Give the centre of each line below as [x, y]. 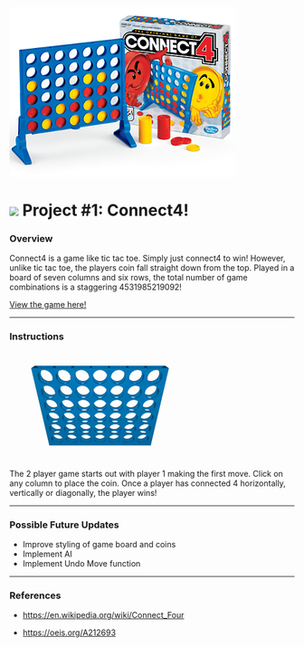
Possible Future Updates [64, 525]
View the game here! [48, 305]
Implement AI [47, 554]
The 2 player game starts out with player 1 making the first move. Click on [146, 473]
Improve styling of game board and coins [99, 545]
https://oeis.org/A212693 [69, 633]
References [35, 595]
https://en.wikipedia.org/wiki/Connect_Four [103, 615]
